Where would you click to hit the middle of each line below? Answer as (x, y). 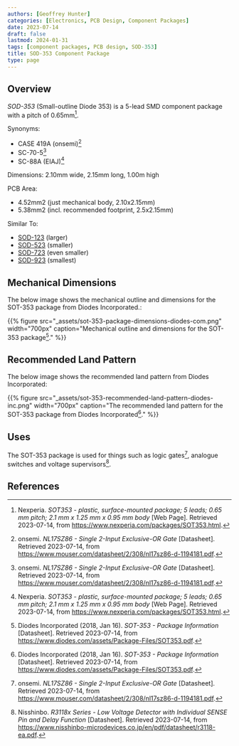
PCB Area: (22, 188)
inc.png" (20, 405)
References (33, 486)
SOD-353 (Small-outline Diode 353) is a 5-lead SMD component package (115, 106)
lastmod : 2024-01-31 (38, 41)
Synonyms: (24, 129)
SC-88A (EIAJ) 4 (41, 161)
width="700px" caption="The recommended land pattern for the (128, 405)
